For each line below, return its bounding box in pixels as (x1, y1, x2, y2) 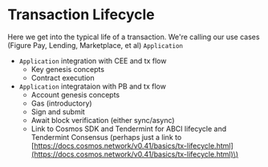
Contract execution (30, 73, 95, 82)
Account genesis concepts (30, 89, 120, 99)
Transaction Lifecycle (7, 6, 156, 24)
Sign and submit (30, 106, 85, 117)
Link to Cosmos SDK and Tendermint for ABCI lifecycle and (30, 124, 227, 133)
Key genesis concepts (30, 64, 105, 74)
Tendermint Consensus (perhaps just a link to (30, 132, 182, 141)
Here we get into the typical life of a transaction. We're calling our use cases (7, 32, 260, 42)
